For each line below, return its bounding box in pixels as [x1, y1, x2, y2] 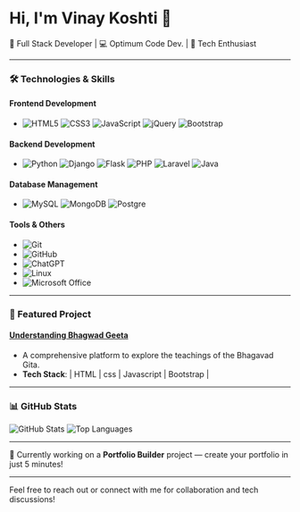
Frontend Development [9, 98, 96, 109]
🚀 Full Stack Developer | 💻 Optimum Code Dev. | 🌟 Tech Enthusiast [9, 38, 257, 48]
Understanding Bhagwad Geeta [9, 330, 129, 340]
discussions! [9, 494, 55, 505]
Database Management [9, 179, 98, 189]
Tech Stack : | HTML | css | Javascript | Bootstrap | [21, 368, 210, 379]
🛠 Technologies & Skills [9, 72, 115, 85]
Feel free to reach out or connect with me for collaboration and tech [9, 484, 259, 495]
